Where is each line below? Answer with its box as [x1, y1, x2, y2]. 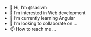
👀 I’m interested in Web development [9, 10, 86, 16]
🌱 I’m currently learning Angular [9, 15, 76, 21]
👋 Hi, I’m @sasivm [9, 5, 47, 10]
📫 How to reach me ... [9, 26, 56, 32]
